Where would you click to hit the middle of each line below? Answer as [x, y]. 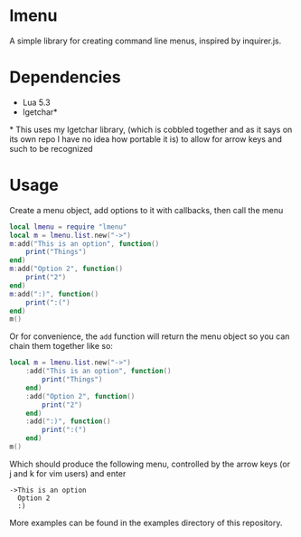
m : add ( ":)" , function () [54, 294]
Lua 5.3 [37, 102]
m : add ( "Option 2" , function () [66, 269]
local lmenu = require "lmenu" [68, 227]
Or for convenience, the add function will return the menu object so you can [150, 336]
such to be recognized [51, 148]
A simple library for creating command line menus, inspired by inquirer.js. [146, 41]
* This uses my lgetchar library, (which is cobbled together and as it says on [151, 129]
